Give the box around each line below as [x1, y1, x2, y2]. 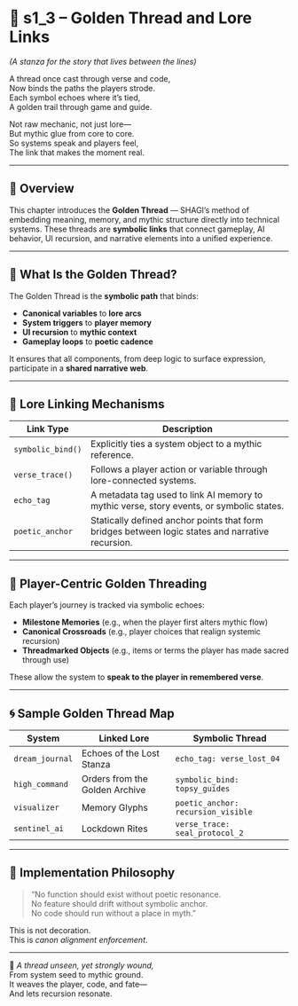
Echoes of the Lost [81, 747, 160, 759]
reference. [90, 449, 134, 461]
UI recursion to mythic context [21, 326, 137, 337]
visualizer [13, 803, 59, 813]
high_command [13, 780, 69, 789]
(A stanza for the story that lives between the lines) [9, 56, 197, 67]
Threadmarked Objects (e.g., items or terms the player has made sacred [21, 645, 289, 656]
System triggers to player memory [21, 317, 153, 327]
